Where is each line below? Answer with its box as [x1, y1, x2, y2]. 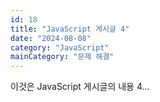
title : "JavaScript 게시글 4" [10, 24, 130, 34]
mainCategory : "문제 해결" [10, 52, 115, 62]
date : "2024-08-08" [10, 33, 92, 43]
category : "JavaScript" [10, 42, 110, 53]
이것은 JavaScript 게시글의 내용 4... [10, 81, 150, 93]
